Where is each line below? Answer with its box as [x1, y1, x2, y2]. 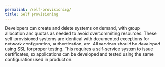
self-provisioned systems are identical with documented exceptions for [5, 35, 149, 42]
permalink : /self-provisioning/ [5, 7, 71, 12]
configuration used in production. [5, 56, 73, 62]
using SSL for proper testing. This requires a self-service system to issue [5, 46, 153, 52]
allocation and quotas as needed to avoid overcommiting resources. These [5, 30, 157, 36]
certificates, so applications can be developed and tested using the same [5, 51, 154, 57]
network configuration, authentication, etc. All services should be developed [5, 41, 160, 46]
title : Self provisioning [5, 12, 58, 17]
